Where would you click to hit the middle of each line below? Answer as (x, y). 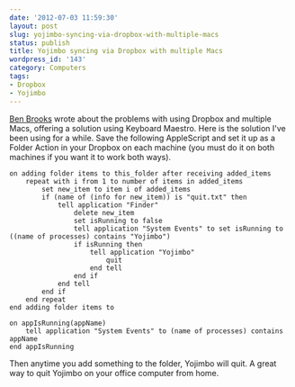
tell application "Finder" (108, 205)
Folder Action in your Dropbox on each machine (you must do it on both (142, 147)
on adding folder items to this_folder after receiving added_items (140, 173)
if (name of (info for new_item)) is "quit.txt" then (144, 197)
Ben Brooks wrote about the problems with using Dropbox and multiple (140, 119)
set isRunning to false (118, 220)
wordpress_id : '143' (48, 59)
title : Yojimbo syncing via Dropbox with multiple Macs (116, 51)
